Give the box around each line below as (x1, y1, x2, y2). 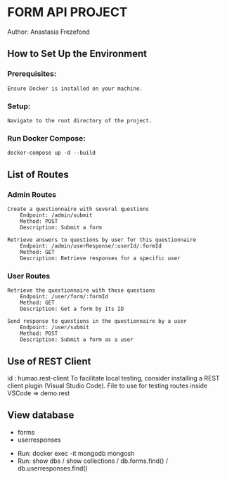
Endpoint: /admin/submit (20, 212, 93, 219)
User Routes (7, 271, 51, 281)
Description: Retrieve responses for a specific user (20, 255, 181, 262)
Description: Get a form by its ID (20, 305, 124, 313)
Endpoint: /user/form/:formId (20, 293, 109, 300)
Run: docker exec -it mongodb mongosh (17, 449, 135, 457)
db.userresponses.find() (17, 464, 88, 472)
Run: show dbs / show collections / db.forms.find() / (17, 456, 169, 465)
